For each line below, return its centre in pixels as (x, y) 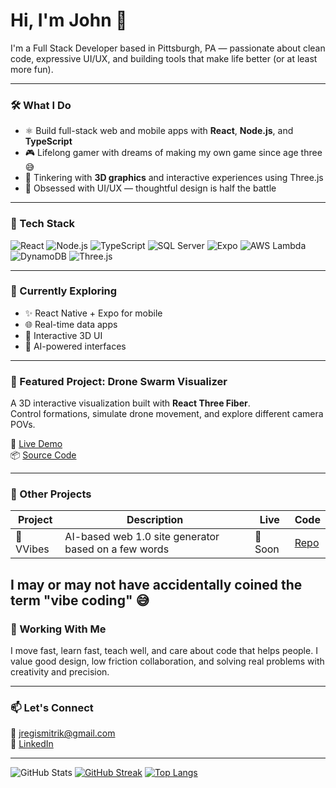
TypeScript (48, 141)
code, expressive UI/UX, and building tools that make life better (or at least (164, 58)
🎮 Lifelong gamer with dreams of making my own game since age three (173, 153)
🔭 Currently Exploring (64, 291)
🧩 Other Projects (51, 494)
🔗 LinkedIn (32, 744)
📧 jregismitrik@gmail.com (63, 733)
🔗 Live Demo (36, 444)
